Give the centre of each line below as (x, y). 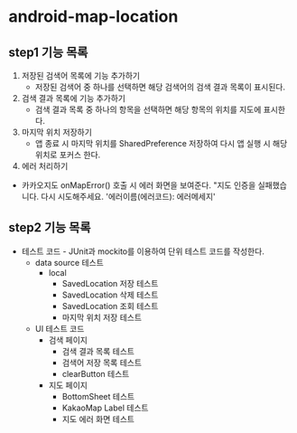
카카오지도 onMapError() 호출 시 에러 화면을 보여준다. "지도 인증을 (139, 185)
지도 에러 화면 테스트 (98, 419)
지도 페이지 (68, 385)
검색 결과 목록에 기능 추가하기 (73, 98)
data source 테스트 (70, 262)
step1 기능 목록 (48, 52)
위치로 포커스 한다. (68, 155)
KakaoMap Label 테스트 (105, 408)
